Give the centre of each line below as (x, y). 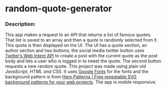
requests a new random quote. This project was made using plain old (76, 66)
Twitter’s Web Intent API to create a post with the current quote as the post (81, 56)
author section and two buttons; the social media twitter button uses (75, 50)
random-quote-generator (59, 9)
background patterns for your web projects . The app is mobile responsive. (81, 82)
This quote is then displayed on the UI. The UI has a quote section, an (76, 45)
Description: (20, 24)
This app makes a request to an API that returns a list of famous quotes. (78, 35)
